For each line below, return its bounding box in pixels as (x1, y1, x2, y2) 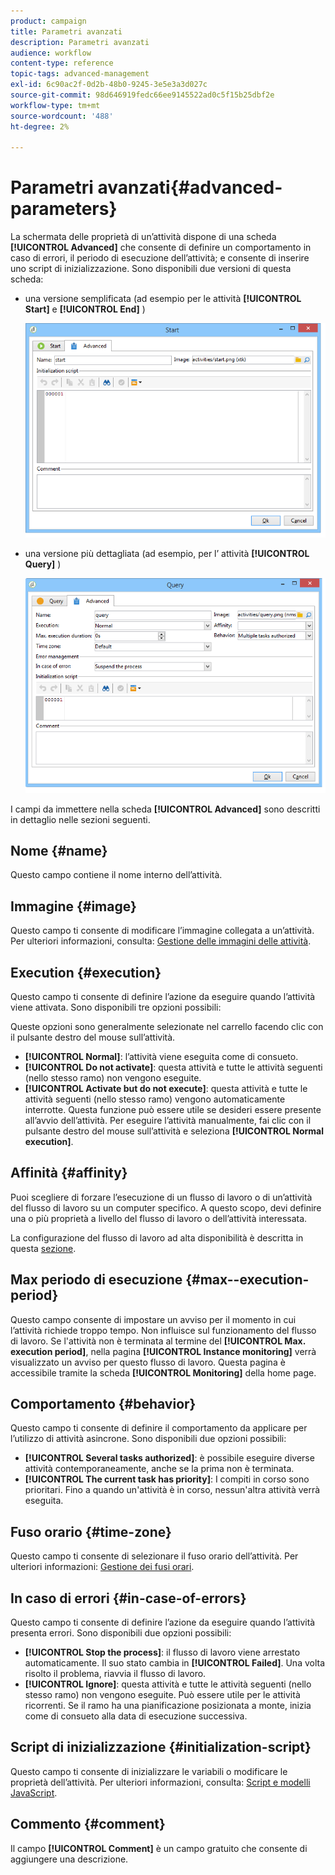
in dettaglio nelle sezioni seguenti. (10, 813, 151, 825)
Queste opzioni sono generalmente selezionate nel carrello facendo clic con (10, 1021, 324, 1032)
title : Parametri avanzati (10, 26, 123, 37)
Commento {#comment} (10, 1816, 166, 1833)
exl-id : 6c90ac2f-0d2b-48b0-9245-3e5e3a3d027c (10, 80, 208, 90)
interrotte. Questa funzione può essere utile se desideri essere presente (24, 1104, 322, 1115)
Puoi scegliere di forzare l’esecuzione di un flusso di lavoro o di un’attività (10, 1191, 313, 1203)
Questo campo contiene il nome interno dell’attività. (10, 869, 223, 881)
